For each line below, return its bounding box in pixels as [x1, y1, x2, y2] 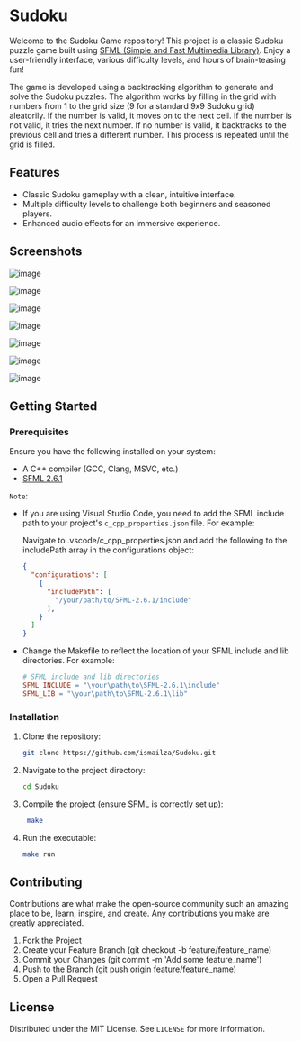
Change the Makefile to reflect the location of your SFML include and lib [22, 645, 289, 656]
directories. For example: [22, 655, 115, 666]
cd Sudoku [22, 781, 60, 791]
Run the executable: [22, 832, 97, 843]
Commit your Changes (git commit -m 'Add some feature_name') [22, 954, 262, 965]
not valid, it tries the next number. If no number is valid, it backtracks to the [9, 119, 287, 131]
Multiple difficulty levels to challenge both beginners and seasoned [22, 198, 271, 209]
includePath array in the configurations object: [22, 544, 195, 555]
